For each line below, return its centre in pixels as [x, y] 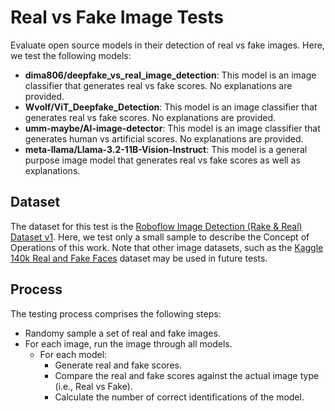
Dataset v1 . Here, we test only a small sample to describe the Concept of [160, 237]
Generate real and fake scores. [118, 365]
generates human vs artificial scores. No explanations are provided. [164, 138]
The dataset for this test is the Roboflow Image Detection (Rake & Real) [156, 226]
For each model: [73, 354]
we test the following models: [71, 55]
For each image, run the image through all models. [128, 343]
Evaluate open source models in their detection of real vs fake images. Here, [167, 45]
